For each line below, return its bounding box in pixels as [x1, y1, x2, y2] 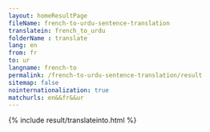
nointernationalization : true [8, 86, 110, 94]
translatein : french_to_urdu [8, 26, 106, 34]
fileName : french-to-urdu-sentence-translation [8, 19, 171, 27]
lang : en [8, 42, 38, 50]
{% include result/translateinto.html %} [8, 115, 137, 125]
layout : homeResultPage [8, 11, 88, 20]
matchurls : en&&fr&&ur [8, 94, 84, 102]
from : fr [8, 49, 38, 57]
